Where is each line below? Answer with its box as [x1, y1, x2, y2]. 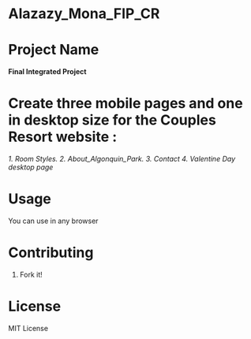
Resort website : [8, 128, 118, 146]
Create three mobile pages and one [8, 95, 243, 113]
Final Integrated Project [8, 67, 87, 76]
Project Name [8, 41, 99, 59]
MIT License [8, 323, 49, 333]
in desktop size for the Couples [8, 111, 217, 129]
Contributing [8, 244, 94, 262]
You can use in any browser [8, 216, 99, 225]
